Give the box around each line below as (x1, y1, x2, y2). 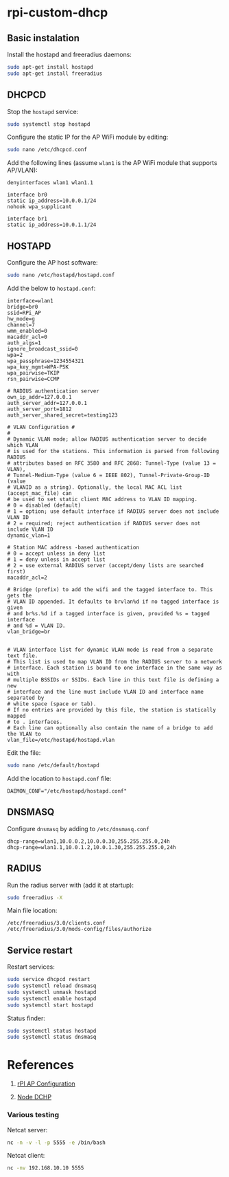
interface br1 (7, 215, 48, 223)
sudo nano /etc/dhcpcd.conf (7, 146, 88, 153)
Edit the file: (7, 749, 41, 757)
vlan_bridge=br (7, 628, 51, 635)
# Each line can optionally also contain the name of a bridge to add (7, 725, 213, 731)
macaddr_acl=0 (7, 333, 48, 340)
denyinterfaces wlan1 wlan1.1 (7, 179, 94, 186)
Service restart (7, 944, 73, 956)
